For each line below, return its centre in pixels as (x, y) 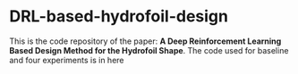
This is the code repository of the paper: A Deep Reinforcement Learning (145, 41)
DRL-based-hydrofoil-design (119, 16)
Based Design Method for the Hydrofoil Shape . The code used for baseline (149, 50)
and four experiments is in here (67, 60)
